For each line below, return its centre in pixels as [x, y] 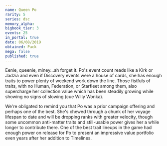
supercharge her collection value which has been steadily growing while [79, 91]
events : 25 [16, 33]
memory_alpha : [20, 24]
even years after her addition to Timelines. [49, 138]
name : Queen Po [21, 10]
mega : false [17, 51]
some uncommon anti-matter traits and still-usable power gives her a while [82, 122]
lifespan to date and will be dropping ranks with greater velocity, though [79, 117]
